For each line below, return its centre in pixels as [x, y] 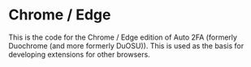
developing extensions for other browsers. [79, 54]
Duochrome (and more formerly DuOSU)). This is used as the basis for [126, 45]
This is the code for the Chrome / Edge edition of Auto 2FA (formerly [123, 37]
